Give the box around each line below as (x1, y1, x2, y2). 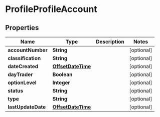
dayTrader (8, 71, 33, 78)
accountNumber (8, 46, 48, 53)
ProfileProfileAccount (5, 3, 98, 15)
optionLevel (8, 79, 37, 86)
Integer (52, 79, 70, 86)
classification (8, 55, 41, 61)
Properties (5, 23, 39, 32)
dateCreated (8, 63, 39, 69)
